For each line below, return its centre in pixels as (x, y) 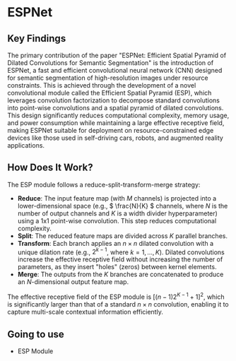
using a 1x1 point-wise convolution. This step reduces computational (117, 220)
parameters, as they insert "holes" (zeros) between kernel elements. (117, 267)
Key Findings (37, 39)
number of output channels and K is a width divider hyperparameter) (117, 213)
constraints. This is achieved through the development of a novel (102, 85)
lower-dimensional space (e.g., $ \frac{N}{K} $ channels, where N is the (123, 206)
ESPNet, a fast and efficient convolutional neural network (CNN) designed (115, 70)
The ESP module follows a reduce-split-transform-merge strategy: (104, 184)
